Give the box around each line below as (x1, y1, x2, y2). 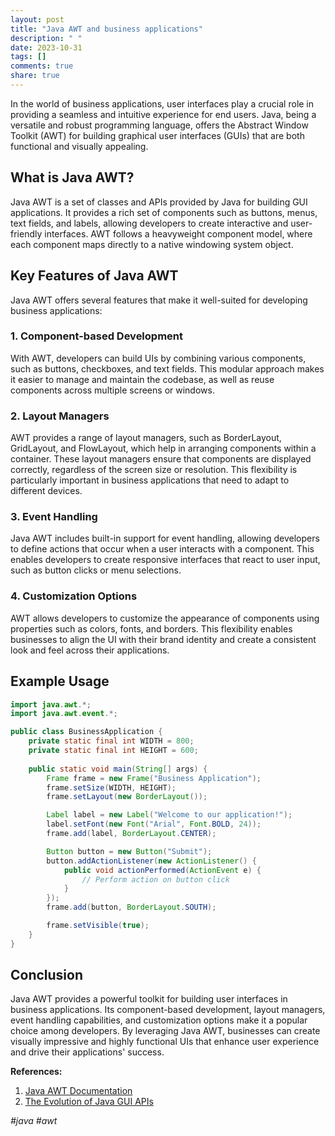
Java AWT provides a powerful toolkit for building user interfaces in (10, 993, 288, 1005)
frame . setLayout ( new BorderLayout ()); (46, 792, 208, 802)
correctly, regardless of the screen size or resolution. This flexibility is (10, 464, 298, 476)
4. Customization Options (10, 589, 138, 603)
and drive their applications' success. (10, 1046, 165, 1058)
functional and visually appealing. (10, 140, 149, 152)
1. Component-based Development (10, 329, 183, 343)
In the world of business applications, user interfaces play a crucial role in (10, 97, 315, 110)
